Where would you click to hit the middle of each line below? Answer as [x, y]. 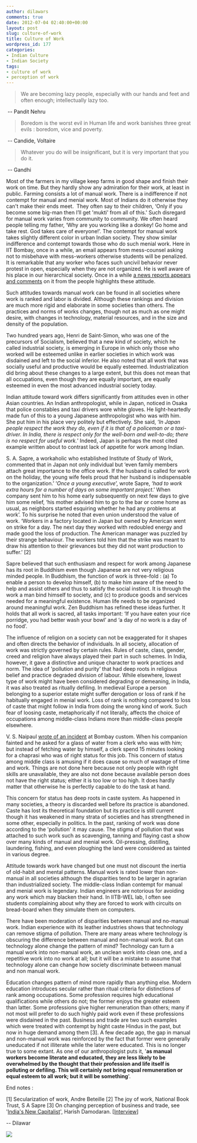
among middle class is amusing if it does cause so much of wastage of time [98, 762]
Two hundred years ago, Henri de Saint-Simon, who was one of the [88, 336]
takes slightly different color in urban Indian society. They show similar [91, 238]
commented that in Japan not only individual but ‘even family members [92, 465]
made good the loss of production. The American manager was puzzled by [97, 534]
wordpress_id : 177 [29, 45]
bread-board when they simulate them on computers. [71, 910]
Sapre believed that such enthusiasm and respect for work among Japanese [98, 564]
